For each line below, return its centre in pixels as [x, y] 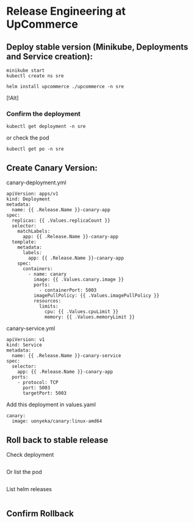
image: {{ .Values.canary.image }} [78, 280]
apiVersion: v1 [26, 340]
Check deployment [30, 454]
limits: [49, 307]
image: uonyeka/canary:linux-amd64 [57, 421]
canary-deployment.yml [36, 182]
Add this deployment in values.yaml [51, 405]
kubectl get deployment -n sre [46, 127]
